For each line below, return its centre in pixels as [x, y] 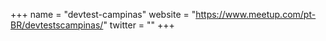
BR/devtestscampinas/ [57, 25]
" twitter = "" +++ [139, 25]
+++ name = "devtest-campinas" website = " [103, 14]
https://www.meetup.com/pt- [256, 14]
